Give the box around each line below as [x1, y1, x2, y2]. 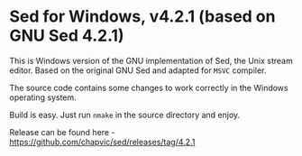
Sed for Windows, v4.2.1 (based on [9, 6, 276, 27]
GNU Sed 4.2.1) [9, 25, 124, 46]
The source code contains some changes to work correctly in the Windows [9, 82, 288, 93]
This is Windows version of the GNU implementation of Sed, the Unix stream [9, 55, 293, 66]
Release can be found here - [9, 126, 115, 137]
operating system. [9, 92, 77, 103]
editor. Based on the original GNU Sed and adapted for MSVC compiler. [9, 65, 267, 76]
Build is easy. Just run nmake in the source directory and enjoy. [9, 109, 241, 120]
